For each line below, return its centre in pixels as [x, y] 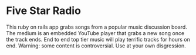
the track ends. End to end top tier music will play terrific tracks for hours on [98, 39]
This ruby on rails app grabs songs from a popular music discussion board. [97, 27]
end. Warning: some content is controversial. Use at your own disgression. [96, 46]
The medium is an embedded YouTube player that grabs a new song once [95, 33]
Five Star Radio [43, 11]
